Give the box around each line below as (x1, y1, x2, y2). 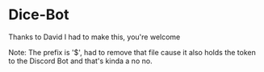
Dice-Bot (8, 6, 70, 24)
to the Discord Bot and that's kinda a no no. (8, 56, 153, 66)
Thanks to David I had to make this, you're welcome (8, 32, 181, 42)
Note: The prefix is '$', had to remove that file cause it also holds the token (8, 47, 256, 57)
